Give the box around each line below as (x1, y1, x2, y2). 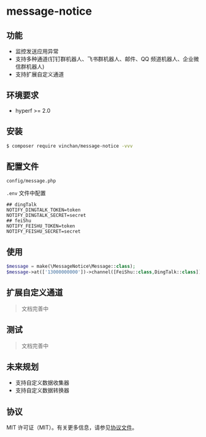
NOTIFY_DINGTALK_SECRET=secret (6, 213, 86, 219)
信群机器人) (15, 63, 45, 70)
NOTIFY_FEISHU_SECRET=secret (6, 229, 81, 235)
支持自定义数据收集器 (15, 379, 69, 387)
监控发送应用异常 (15, 48, 59, 55)
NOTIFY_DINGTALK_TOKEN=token (6, 207, 81, 213)
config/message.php (6, 178, 56, 184)
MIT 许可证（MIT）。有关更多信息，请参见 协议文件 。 (6, 424, 138, 431)
